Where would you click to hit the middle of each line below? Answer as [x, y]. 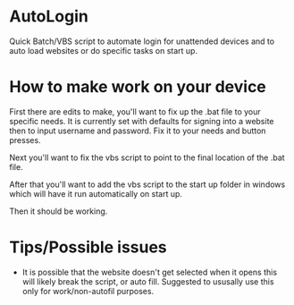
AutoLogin [49, 17]
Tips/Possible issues [88, 247]
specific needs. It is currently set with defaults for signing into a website [142, 121]
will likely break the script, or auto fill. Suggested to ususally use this [148, 281]
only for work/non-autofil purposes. [88, 291]
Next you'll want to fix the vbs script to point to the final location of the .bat [147, 157]
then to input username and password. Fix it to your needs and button [138, 131]
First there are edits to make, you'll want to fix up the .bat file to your [135, 111]
